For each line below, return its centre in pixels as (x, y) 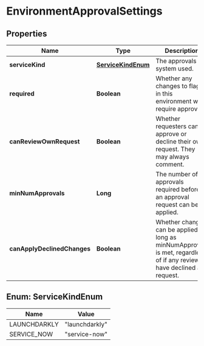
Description (182, 51)
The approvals (176, 61)
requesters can (177, 126)
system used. (175, 68)
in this (164, 94)
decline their (173, 141)
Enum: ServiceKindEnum (55, 297)
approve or (171, 134)
